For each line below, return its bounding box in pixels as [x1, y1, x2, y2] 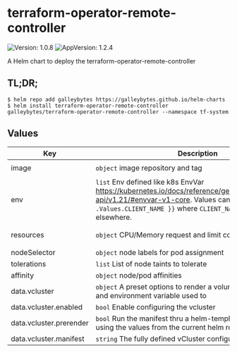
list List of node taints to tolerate [95, 259, 207, 268]
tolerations [11, 259, 47, 268]
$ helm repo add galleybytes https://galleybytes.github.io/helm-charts [7, 96, 226, 103]
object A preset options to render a [95, 282, 212, 292]
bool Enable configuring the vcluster [95, 302, 216, 311]
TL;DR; [7, 78, 39, 89]
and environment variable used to [95, 290, 207, 300]
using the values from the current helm [95, 322, 224, 332]
